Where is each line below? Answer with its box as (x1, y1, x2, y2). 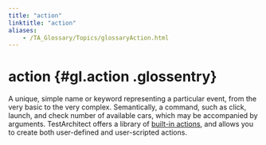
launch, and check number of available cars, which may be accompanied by (8, 111, 258, 120)
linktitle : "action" (8, 19, 77, 27)
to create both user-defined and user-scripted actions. (8, 128, 187, 137)
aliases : (8, 26, 37, 34)
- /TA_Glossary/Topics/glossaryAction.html (22, 33, 170, 42)
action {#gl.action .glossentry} (8, 68, 217, 86)
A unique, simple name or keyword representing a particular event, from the (8, 94, 257, 104)
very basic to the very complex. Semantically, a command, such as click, (8, 102, 247, 112)
